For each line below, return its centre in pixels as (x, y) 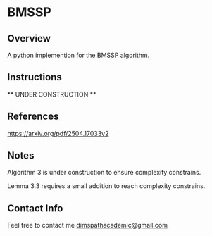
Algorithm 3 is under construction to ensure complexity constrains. (104, 173)
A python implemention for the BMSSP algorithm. (79, 55)
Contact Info (35, 208)
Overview (29, 38)
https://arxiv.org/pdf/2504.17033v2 (58, 133)
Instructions (35, 77)
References (33, 117)
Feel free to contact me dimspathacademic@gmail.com (87, 225)
